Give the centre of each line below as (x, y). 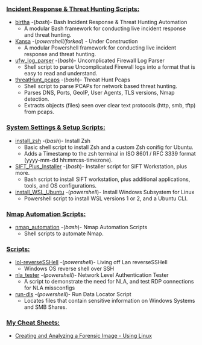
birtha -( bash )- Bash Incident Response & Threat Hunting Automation (101, 22)
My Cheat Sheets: (33, 323)
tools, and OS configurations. (60, 185)
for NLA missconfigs (49, 288)
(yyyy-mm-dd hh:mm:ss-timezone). (68, 160)
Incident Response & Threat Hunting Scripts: (73, 9)
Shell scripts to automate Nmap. (64, 233)
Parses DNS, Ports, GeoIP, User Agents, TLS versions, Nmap (99, 93)
